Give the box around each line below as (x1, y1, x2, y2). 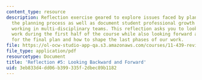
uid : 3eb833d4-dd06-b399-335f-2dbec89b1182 (6, 64, 117, 71)
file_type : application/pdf (6, 48, 77, 54)
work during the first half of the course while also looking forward (11, 31, 192, 37)
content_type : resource (6, 8, 66, 15)
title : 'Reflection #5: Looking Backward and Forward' (6, 59, 147, 65)
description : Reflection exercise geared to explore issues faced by (6, 14, 185, 20)
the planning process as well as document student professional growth (11, 20, 195, 26)
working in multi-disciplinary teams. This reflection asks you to (11, 25, 185, 32)
